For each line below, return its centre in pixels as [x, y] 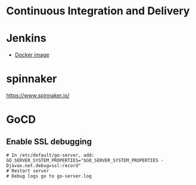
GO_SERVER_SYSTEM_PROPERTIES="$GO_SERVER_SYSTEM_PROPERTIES [83, 161]
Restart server [30, 171]
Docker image [32, 55]
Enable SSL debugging [49, 141]
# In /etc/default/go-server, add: [50, 155]
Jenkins [26, 38]
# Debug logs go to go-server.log [49, 176]
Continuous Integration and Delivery [98, 11]
